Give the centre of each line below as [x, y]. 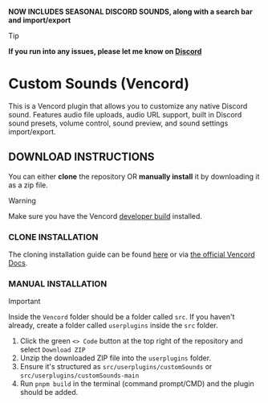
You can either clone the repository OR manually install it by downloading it [134, 176]
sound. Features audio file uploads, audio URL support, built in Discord [125, 114]
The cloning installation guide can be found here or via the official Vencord [132, 255]
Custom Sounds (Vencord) [99, 84]
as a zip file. [28, 185]
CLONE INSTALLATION [53, 236]
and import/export [40, 20]
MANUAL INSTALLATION [58, 283]
